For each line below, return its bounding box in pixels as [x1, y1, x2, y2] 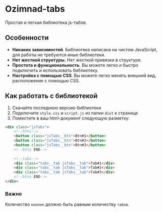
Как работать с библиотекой [5, 92, 98, 100]
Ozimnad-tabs [5, 3, 65, 15]
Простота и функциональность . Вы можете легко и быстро [12, 62, 139, 68]
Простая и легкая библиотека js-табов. [5, 19, 87, 25]
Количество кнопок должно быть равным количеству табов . [5, 201, 130, 208]
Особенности [5, 34, 49, 42]
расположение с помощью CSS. [12, 77, 80, 83]
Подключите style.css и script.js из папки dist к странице [12, 110, 138, 116]
